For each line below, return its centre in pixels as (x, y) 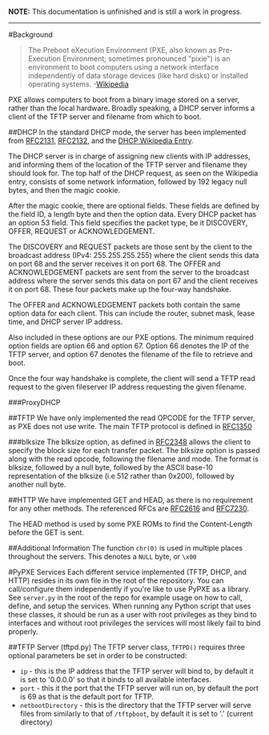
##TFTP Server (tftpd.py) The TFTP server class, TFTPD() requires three (127, 647)
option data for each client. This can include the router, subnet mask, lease (132, 313)
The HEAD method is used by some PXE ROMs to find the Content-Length (130, 524)
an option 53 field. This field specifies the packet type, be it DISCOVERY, (128, 223)
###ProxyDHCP (34, 402)
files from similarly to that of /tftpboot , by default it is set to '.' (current (137, 713)
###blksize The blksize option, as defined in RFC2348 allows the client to (130, 442)
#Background (31, 34)
